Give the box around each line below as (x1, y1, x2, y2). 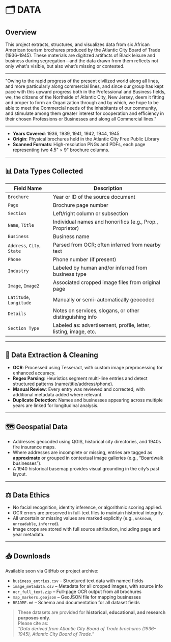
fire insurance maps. (12, 444, 56, 450)
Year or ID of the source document (52, 193, 136, 200)
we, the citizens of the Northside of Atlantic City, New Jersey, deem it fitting (5, 94, 164, 100)
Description (93, 184, 123, 192)
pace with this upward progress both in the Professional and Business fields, (5, 89, 166, 94)
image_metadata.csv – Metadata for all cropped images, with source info (12, 583, 163, 589)
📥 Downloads (5, 552, 51, 560)
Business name (52, 233, 90, 240)
